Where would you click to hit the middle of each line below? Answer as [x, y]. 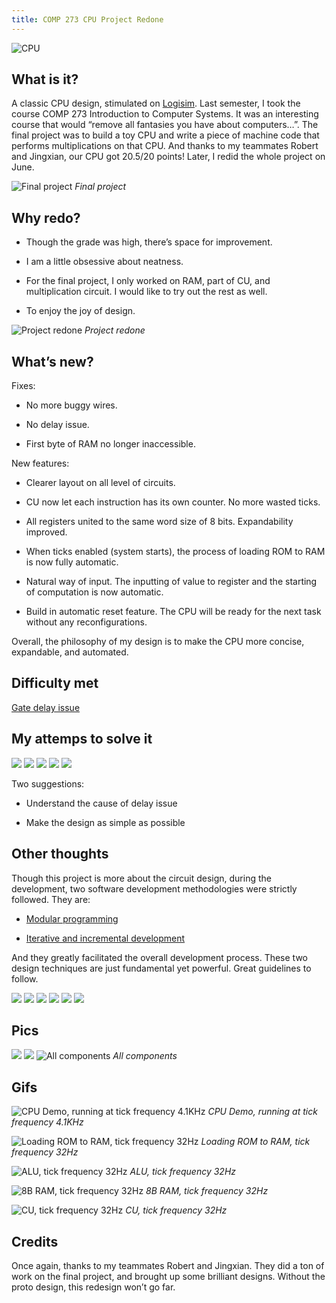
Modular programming [72, 918]
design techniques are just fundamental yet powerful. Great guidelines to [161, 968]
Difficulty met [55, 683]
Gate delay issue [46, 707]
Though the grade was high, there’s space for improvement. [149, 242]
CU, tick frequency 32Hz [176, 1210]
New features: [40, 463]
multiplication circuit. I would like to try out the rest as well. [146, 292]
